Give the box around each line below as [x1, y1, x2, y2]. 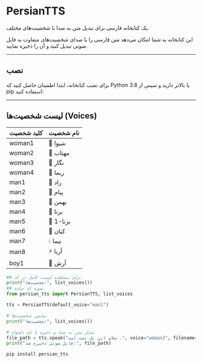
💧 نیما [48, 237, 62, 245]
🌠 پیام [48, 188, 64, 196]
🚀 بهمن [48, 197, 67, 206]
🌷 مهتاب [48, 149, 70, 157]
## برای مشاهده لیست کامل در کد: [6, 274, 83, 281]
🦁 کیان [48, 227, 66, 235]
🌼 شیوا [48, 138, 66, 147]
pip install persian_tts [6, 351, 69, 358]
